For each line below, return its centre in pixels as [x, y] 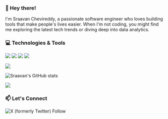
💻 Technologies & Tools [35, 43]
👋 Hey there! [21, 8]
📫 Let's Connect [26, 98]
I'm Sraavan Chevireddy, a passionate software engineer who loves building [84, 19]
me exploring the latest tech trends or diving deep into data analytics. [77, 30]
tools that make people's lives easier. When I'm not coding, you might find [82, 24]
